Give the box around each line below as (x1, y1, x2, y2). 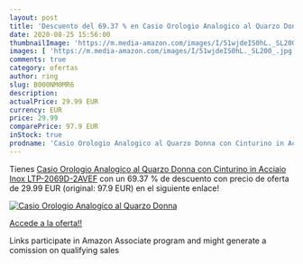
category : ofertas (9, 64, 78, 73)
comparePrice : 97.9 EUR (9, 123, 99, 132)
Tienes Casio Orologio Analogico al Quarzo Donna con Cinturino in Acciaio (9, 163, 287, 174)
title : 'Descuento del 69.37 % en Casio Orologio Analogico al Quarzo (9, 22, 280, 31)
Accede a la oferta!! (9, 217, 83, 228)
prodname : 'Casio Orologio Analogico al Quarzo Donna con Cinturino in (9, 139, 284, 148)
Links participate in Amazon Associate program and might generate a (9, 235, 267, 246)
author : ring (9, 72, 59, 81)
